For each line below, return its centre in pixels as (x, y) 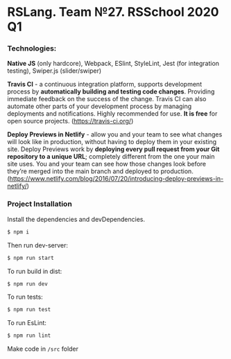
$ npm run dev (28, 284)
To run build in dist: (35, 271)
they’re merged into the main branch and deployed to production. (101, 171)
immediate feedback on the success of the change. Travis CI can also (107, 99)
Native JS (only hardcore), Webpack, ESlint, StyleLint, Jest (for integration (113, 64)
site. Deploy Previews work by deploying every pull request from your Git (113, 149)
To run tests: (25, 297)
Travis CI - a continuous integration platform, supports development (105, 85)
